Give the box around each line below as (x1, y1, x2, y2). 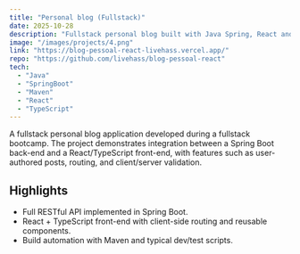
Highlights (9, 183, 69, 198)
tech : (9, 63, 29, 72)
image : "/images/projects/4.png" (9, 37, 134, 47)
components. (21, 225, 71, 236)
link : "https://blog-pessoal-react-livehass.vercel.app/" (9, 46, 229, 55)
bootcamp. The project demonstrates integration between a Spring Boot (9, 138, 275, 149)
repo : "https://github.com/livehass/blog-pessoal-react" (9, 54, 226, 63)
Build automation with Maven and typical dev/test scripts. (21, 235, 234, 246)
